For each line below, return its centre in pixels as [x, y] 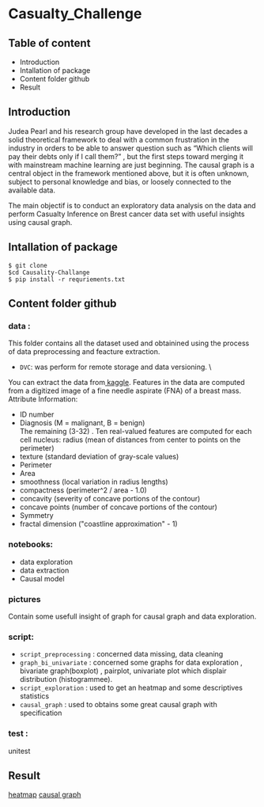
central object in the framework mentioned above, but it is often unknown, [128, 173]
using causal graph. [40, 222]
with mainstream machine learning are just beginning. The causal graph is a [131, 165]
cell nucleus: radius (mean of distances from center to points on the [130, 440]
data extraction [44, 570]
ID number [37, 415]
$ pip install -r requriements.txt [67, 279]
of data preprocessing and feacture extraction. [84, 352]
